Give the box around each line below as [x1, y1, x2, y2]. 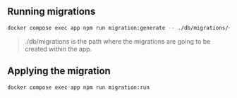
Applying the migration [7, 65, 111, 77]
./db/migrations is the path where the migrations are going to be [24, 37, 211, 45]
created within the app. [24, 44, 92, 53]
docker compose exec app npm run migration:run [7, 84, 150, 91]
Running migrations [7, 6, 96, 18]
